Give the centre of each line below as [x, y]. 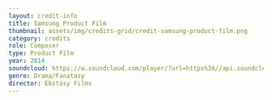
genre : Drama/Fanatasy [47, 76]
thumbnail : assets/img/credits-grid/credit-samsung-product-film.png [128, 31]
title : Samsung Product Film [57, 23]
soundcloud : [28, 69]
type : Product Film [41, 53]
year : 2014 [27, 61]
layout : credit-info [43, 16]
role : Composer [34, 46]
